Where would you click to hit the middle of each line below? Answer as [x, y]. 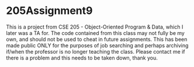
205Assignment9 [49, 11]
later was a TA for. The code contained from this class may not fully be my [96, 33]
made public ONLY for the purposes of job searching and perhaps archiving [97, 45]
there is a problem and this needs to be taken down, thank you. [82, 58]
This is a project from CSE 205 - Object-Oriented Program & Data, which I [95, 27]
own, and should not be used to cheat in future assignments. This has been [97, 39]
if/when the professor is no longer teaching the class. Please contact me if [96, 51]
